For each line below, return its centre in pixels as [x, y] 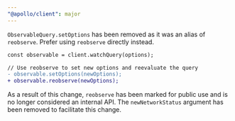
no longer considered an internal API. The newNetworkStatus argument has [115, 102]
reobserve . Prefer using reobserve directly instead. [81, 42]
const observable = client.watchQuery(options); [81, 55]
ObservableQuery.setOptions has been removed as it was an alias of [106, 34]
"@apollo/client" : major [44, 14]
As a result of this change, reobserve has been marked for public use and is [118, 95]
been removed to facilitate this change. [65, 110]
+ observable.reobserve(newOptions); [63, 81]
